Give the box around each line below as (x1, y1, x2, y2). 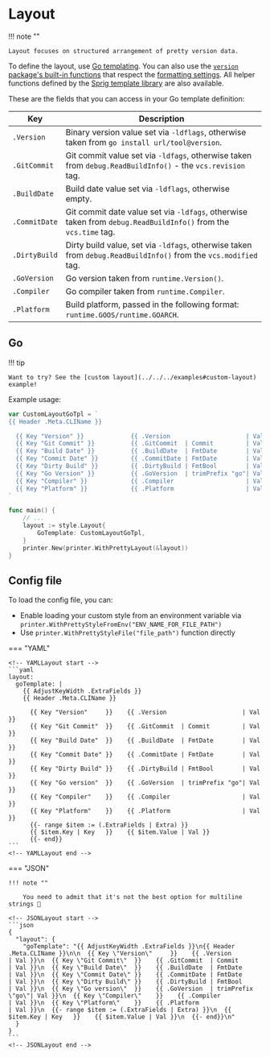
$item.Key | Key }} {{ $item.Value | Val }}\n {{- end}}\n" (8, 1013, 235, 1022)
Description (138, 113, 185, 124)
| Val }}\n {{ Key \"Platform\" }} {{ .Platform (8, 999, 199, 1007)
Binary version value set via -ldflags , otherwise (65, 126, 247, 138)
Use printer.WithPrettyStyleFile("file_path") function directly (19, 628, 235, 637)
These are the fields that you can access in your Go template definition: (8, 93, 245, 103)
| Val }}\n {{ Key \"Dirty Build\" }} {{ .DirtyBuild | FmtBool (8, 978, 243, 986)
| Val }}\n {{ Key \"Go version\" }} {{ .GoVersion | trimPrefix (8, 984, 253, 993)
